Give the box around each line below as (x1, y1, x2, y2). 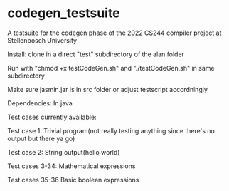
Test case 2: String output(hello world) (7, 148, 120, 156)
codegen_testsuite (7, 5, 120, 21)
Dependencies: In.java (7, 98, 73, 108)
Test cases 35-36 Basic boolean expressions (7, 175, 139, 184)
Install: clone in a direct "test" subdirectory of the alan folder (7, 50, 185, 58)
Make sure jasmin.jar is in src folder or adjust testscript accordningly (7, 85, 208, 93)
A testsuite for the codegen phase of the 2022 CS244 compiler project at (7, 29, 222, 37)
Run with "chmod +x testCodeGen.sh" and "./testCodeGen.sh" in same (7, 63, 215, 72)
